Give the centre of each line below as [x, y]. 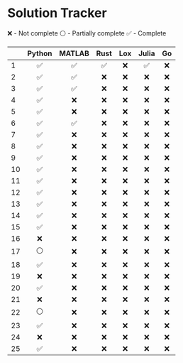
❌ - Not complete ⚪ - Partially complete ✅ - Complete [87, 33]
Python [40, 53]
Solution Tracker [57, 13]
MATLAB [74, 53]
